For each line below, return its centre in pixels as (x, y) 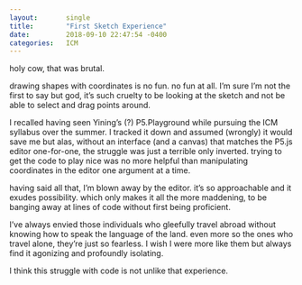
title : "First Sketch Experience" (88, 26)
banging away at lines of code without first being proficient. (120, 207)
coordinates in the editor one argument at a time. (100, 170)
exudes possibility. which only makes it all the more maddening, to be (138, 198)
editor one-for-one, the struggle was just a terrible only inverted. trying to (146, 152)
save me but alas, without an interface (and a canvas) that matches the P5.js (151, 142)
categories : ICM (44, 43)
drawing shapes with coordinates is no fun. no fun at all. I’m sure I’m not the (150, 86)
